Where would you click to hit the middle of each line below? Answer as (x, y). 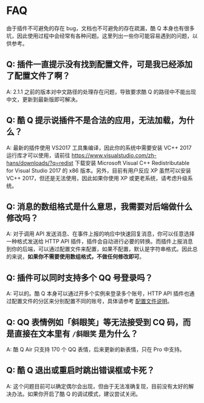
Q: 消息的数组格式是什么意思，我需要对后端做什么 (100, 207)
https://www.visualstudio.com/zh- (114, 155)
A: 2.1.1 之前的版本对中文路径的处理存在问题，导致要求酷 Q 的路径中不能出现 (101, 91)
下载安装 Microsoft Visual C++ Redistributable (132, 163)
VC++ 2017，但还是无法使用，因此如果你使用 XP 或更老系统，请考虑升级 (97, 178)
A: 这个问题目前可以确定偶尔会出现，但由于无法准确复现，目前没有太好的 (97, 386)
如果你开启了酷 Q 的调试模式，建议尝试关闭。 (84, 394)
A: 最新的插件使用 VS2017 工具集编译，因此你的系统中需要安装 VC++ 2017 (99, 147)
